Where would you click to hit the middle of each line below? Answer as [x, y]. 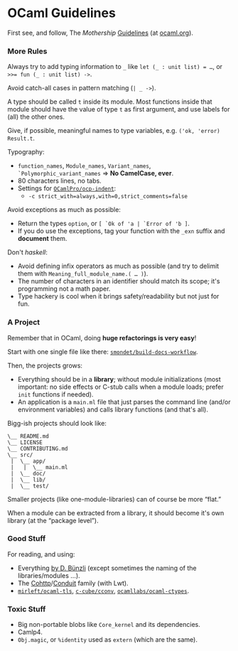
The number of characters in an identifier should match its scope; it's [119, 281]
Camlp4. [30, 632]
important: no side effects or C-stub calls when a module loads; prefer [120, 387]
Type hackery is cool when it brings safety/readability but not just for [118, 296]
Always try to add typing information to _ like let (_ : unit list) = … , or [115, 67]
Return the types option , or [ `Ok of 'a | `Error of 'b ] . [104, 224]
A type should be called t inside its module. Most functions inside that [110, 102]
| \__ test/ [30, 486]
